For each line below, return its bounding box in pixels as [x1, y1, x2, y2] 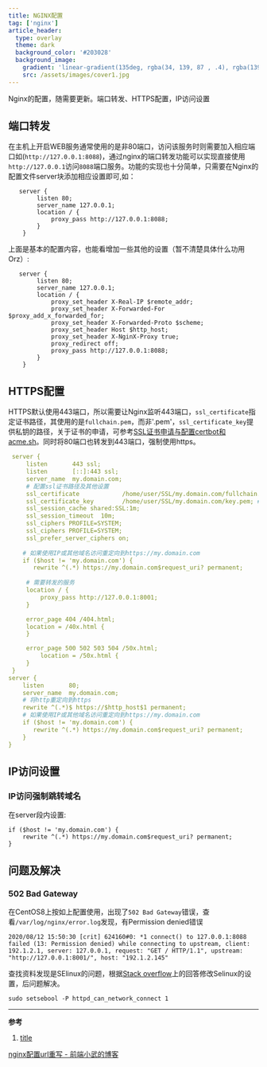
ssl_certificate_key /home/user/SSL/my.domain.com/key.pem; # [25, 497, 261, 506]
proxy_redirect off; [50, 340, 119, 348]
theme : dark [15, 41, 56, 49]
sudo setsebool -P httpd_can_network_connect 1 [8, 995, 169, 1003]
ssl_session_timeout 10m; [25, 512, 115, 520]
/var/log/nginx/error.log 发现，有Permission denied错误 [15, 917, 203, 926]
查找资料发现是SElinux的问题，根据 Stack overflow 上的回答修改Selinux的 [8, 968, 245, 978]
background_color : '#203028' [15, 49, 112, 57]
